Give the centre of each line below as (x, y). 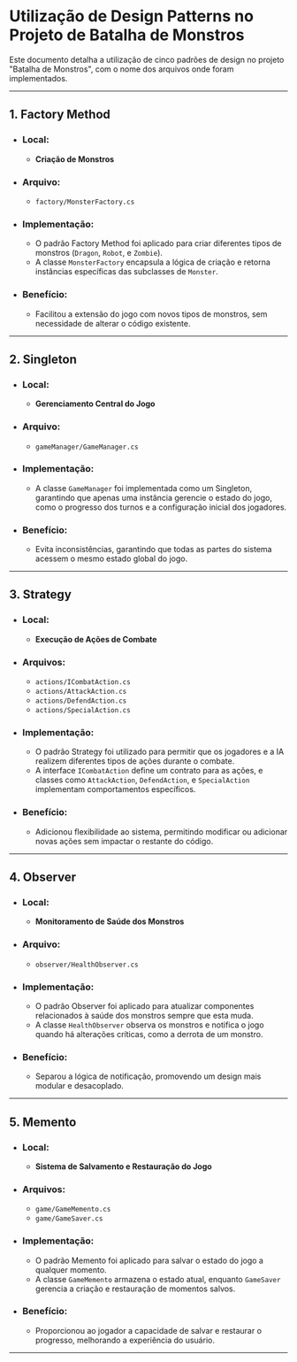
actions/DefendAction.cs (81, 701)
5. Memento (43, 1122)
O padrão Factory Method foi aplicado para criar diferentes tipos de (158, 243)
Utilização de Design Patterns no (132, 16)
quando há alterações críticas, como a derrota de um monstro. (149, 1034)
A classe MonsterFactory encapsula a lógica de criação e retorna (153, 262)
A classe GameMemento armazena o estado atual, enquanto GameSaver (158, 1279)
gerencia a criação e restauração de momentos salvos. (135, 1289)
